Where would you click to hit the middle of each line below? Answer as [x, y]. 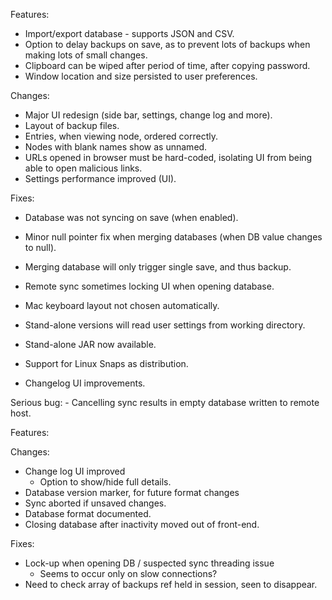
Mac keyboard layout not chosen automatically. [122, 305]
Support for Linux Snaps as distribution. [106, 363]
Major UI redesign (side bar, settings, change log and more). [148, 115]
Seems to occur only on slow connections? [128, 573]
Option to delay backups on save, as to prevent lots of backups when [167, 44]
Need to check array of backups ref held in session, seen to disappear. [171, 584]
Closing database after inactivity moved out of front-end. [142, 524]
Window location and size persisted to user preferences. [141, 76]
